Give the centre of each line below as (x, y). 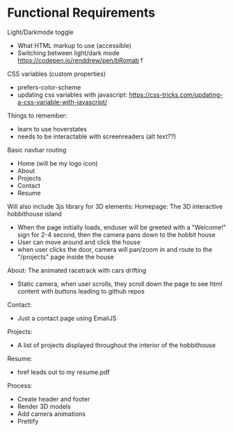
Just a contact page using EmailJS (67, 318)
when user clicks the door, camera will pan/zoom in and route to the (115, 249)
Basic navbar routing (37, 150)
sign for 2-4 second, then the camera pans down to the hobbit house (116, 234)
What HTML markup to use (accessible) (74, 45)
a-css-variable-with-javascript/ (62, 102)
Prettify (28, 421)
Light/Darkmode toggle (40, 32)
